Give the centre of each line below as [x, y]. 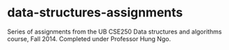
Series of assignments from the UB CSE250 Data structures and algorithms [114, 32]
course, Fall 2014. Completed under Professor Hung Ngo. [89, 38]
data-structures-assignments [95, 13]
